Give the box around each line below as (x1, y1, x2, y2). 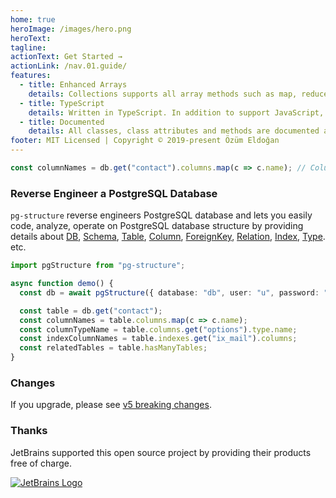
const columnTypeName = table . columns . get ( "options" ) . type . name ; (19, 324, 298, 335)
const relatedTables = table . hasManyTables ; (19, 343, 208, 353)
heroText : (10, 33, 52, 43)
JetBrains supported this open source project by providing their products (10, 446, 312, 458)
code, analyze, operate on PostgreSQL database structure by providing (10, 220, 304, 232)
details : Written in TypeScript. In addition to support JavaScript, (28, 107, 325, 118)
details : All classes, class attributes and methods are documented (28, 126, 320, 136)
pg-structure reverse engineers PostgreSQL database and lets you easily (10, 209, 313, 221)
